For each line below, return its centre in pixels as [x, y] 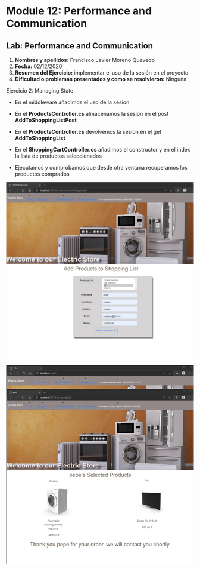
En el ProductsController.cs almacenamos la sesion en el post [92, 114]
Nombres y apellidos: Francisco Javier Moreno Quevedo [85, 60]
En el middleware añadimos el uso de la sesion [72, 102]
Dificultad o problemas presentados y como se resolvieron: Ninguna [101, 79]
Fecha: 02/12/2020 [38, 66]
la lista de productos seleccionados [58, 156]
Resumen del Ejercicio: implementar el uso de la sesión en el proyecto [101, 73]
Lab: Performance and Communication [80, 46]
